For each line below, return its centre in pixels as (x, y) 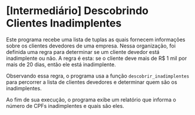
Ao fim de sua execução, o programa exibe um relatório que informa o (91, 99)
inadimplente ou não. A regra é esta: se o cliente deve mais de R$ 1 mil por (97, 58)
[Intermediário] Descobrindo (77, 11)
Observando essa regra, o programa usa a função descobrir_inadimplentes (98, 76)
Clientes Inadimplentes (64, 23)
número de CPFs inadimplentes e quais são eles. (65, 106)
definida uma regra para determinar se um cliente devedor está (83, 52)
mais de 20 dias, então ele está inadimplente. (61, 64)
